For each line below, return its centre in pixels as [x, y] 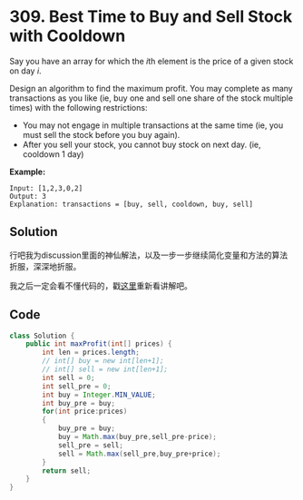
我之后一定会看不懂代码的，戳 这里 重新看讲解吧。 [101, 285]
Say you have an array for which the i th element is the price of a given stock [151, 61]
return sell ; [67, 471]
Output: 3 [28, 196]
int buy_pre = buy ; [79, 403]
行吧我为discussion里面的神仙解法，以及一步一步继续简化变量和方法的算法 [149, 255]
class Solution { [42, 336]
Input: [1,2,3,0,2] [46, 188]
